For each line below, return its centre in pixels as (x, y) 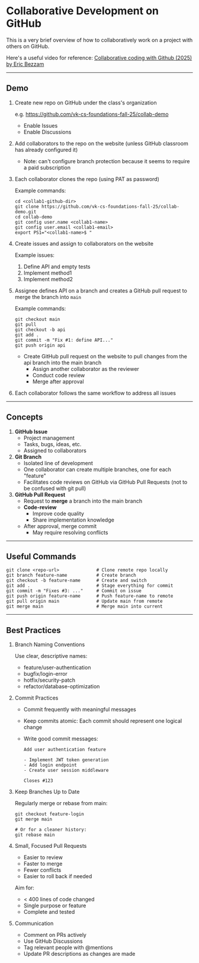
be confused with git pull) (55, 488)
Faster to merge (43, 864)
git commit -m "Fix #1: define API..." (64, 340)
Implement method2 (48, 279)
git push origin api (40, 345)
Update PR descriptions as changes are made (79, 954)
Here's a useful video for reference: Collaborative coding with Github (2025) (99, 58)
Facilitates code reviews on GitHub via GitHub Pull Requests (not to (105, 482)
